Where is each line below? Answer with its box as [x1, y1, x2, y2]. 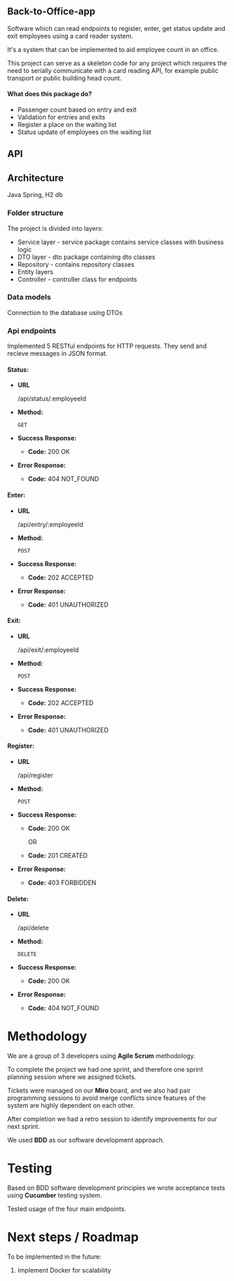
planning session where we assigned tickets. [7, 1073, 137, 1081]
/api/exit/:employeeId [17, 645, 79, 654]
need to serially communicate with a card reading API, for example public [7, 66, 219, 74]
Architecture [7, 172, 64, 184]
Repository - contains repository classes [17, 260, 135, 269]
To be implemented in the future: [7, 1252, 102, 1261]
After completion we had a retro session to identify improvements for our [7, 1115, 217, 1123]
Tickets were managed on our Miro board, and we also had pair [7, 1087, 191, 1095]
